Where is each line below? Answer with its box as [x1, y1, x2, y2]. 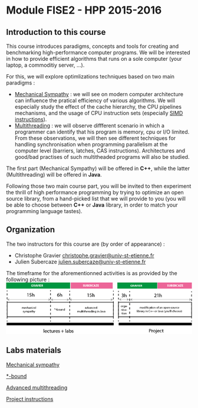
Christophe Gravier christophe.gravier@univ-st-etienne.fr [14, 252, 154, 259]
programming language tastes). [6, 208, 82, 214]
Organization [6, 225, 55, 235]
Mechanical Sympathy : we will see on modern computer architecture [14, 91, 184, 97]
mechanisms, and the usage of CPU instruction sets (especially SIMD [14, 110, 183, 116]
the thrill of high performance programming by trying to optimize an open [6, 189, 184, 195]
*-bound [6, 373, 27, 380]
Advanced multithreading [6, 384, 68, 391]
